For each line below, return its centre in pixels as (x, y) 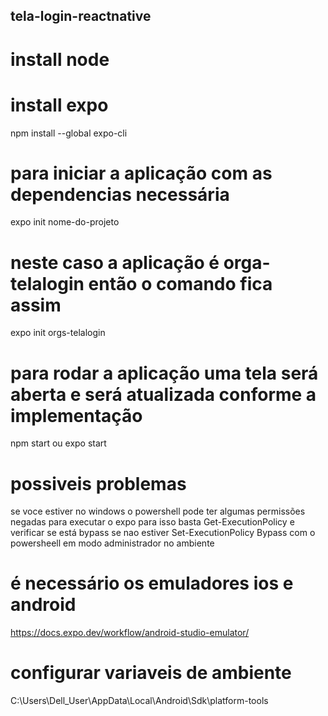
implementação (76, 415)
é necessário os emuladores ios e (152, 583)
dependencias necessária (120, 194)
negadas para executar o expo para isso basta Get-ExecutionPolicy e (152, 522)
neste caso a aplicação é (115, 262)
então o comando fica (180, 283)
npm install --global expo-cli (69, 133)
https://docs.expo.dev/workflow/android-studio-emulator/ (130, 633)
